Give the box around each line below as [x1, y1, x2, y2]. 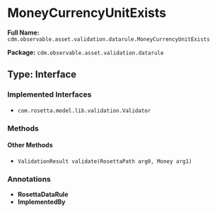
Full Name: [7, 28, 40, 37]
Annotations [7, 174, 51, 184]
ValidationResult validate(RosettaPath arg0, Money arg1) [17, 157, 192, 165]
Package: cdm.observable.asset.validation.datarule [7, 48, 164, 56]
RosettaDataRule [17, 190, 69, 199]
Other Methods [7, 141, 53, 150]
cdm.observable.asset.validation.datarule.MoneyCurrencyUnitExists [7, 35, 211, 43]
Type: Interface [7, 68, 77, 80]
